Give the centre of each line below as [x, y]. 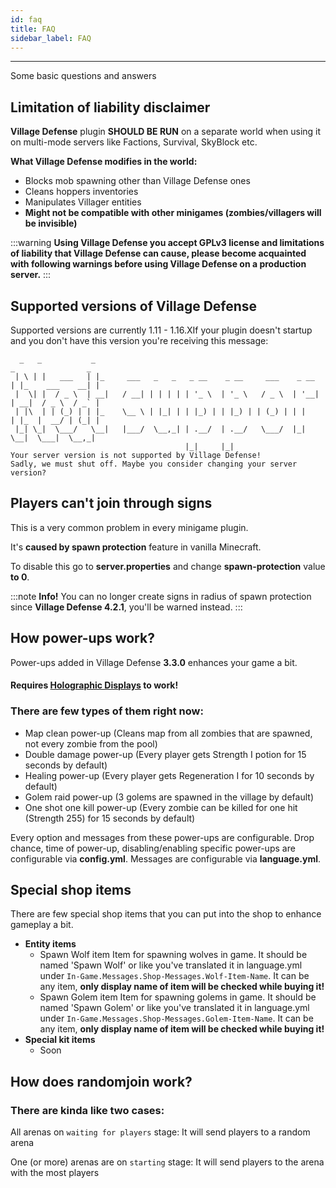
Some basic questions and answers [83, 76]
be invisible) [51, 223]
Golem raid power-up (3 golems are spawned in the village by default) [169, 797]
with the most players [55, 1173]
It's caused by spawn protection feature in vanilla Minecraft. [136, 547]
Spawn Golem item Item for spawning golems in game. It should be [178, 997]
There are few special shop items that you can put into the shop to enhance [166, 914]
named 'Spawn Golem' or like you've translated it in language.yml [174, 1008]
